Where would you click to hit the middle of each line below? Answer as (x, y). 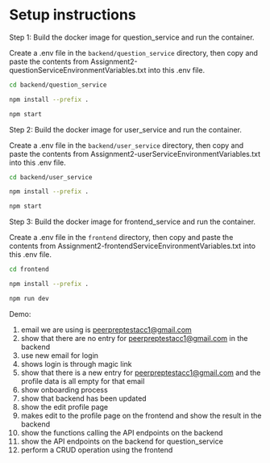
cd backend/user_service (51, 177)
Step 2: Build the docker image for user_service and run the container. (126, 129)
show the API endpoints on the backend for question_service (122, 441)
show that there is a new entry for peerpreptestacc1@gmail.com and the (141, 373)
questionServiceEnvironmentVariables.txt (78, 69)
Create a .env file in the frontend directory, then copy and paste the (121, 238)
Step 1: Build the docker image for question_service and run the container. (132, 37)
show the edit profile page (64, 406)
